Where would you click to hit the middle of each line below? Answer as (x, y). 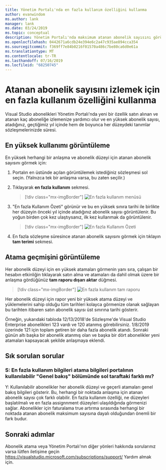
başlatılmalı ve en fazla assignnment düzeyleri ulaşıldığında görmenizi (76, 403)
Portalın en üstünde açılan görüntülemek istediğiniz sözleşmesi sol (80, 172)
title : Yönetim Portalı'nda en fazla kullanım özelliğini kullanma (76, 10)
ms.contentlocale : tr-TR (31, 56)
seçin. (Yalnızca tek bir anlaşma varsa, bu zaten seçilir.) (68, 177)
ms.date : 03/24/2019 (26, 28)
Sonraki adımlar (30, 434)
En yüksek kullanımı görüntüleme (58, 145)
